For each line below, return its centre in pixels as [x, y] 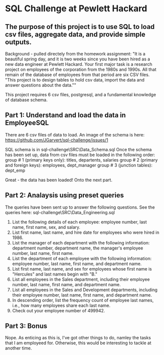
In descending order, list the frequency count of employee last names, [83, 300]
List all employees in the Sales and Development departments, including [85, 290]
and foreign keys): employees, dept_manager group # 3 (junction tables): [79, 165]
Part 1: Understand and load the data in [66, 115]
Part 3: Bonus [26, 326]
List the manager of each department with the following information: [81, 243]
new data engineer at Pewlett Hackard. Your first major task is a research [79, 64]
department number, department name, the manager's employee [78, 248]
